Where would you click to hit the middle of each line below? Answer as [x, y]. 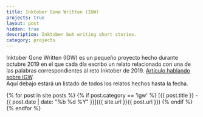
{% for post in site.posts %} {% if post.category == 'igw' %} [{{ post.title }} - [102, 95]
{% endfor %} [24, 108]
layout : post [23, 23]
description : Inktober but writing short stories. [72, 35]
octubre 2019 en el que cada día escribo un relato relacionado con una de [99, 64]
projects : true [26, 18]
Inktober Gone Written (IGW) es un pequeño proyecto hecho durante [92, 58]
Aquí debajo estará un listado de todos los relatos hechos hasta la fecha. [97, 83]
